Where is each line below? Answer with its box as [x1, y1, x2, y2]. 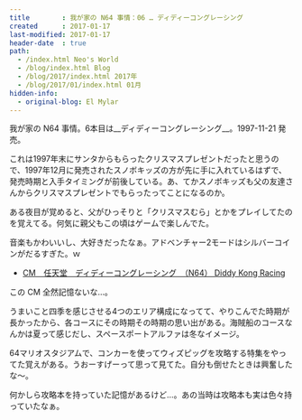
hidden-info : [9, 89, 59, 98]
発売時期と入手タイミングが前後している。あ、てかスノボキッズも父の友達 [9, 176, 286, 187]
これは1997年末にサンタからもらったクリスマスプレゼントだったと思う [9, 154, 272, 164]
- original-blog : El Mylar [17, 97, 119, 107]
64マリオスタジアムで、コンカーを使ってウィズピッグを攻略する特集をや [9, 348, 279, 359]
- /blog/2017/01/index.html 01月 [17, 80, 142, 89]
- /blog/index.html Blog [17, 64, 111, 73]
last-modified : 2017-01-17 [9, 30, 111, 39]
